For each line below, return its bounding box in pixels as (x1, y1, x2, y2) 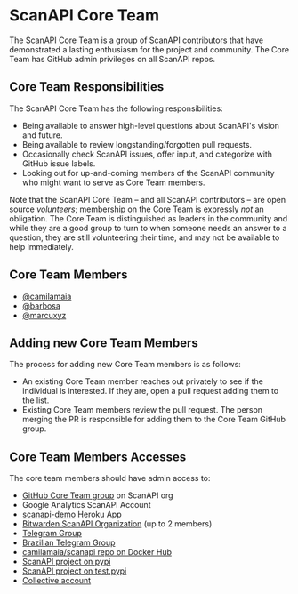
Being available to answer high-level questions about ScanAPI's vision (21, 120, 280, 131)
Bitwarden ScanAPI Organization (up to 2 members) (21, 518, 213, 529)
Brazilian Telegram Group (21, 537, 116, 548)
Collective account (21, 575, 92, 586)
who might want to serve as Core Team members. (21, 177, 205, 188)
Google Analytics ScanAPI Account (21, 500, 151, 510)
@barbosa (21, 300, 60, 311)
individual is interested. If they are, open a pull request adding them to (21, 386, 278, 397)
